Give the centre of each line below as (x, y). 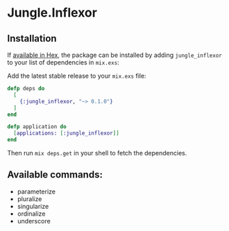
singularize (33, 206)
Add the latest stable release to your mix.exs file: (77, 76)
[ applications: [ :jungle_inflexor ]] (66, 133)
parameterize (36, 191)
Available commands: (55, 175)
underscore (34, 221)
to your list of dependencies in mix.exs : (63, 62)
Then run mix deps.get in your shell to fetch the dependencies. (97, 153)
